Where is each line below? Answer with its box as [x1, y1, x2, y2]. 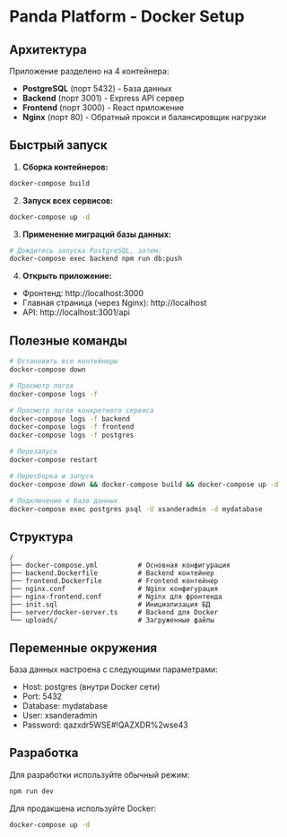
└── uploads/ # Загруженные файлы [9, 616, 215, 625]
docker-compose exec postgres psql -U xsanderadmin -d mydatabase [9, 504, 263, 513]
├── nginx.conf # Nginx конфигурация [9, 585, 219, 594]
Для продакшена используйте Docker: [9, 803, 157, 814]
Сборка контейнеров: [22, 161, 109, 172]
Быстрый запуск [9, 137, 108, 153]
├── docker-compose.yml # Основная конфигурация [9, 561, 230, 571]
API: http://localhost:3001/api [22, 307, 130, 318]
